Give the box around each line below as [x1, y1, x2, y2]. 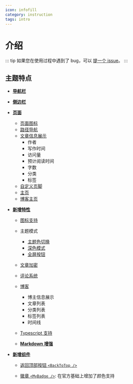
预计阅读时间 [27, 158, 54, 164]
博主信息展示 [27, 294, 54, 300]
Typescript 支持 [20, 330, 53, 336]
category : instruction [5, 12, 53, 17]
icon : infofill [5, 7, 37, 13]
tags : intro [5, 17, 30, 22]
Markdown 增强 [20, 341, 53, 347]
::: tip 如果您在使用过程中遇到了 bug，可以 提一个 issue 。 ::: [5, 57, 128, 63]
